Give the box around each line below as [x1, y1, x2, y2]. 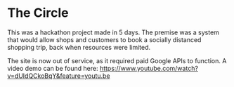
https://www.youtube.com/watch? [99, 64, 199, 72]
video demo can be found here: [7, 64, 98, 72]
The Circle [7, 5, 69, 21]
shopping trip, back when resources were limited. [7, 43, 151, 51]
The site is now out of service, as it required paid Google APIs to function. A [7, 56, 227, 65]
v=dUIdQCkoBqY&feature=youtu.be [7, 72, 110, 80]
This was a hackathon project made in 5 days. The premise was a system [7, 28, 220, 36]
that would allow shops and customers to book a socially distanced [7, 35, 202, 43]
